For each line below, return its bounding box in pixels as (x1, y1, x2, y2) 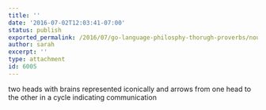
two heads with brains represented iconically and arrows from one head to (8, 84, 252, 93)
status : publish (8, 26, 62, 34)
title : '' (8, 11, 41, 20)
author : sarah (8, 41, 55, 49)
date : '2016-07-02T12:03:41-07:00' (8, 19, 126, 27)
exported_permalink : (8, 33, 77, 42)
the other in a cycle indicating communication (8, 92, 157, 102)
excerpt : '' (8, 48, 47, 56)
